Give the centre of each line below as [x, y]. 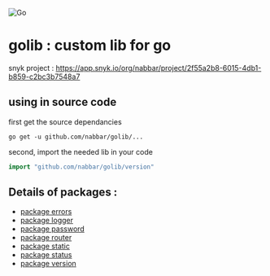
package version [48, 264]
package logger [46, 221]
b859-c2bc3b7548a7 [44, 77]
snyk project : [31, 68]
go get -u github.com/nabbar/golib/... [76, 137]
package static [45, 246]
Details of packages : [63, 193]
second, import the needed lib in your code [81, 151]
